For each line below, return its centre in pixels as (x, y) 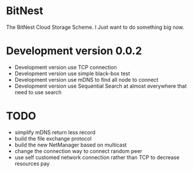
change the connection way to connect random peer (78, 151)
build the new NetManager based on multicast (71, 145)
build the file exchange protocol (53, 138)
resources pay (32, 164)
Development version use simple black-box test (72, 73)
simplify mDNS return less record (55, 132)
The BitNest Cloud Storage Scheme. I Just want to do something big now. (95, 27)
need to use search (38, 92)
